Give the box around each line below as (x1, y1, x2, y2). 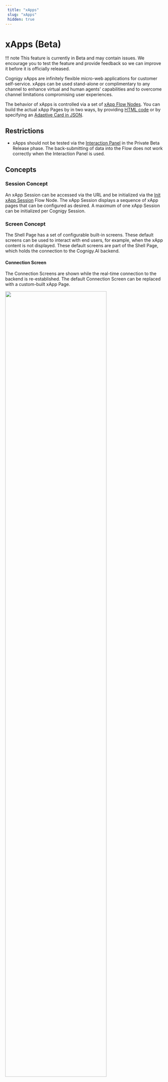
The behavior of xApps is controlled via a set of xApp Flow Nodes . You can (5, 101, 160, 107)
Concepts (5, 165, 37, 174)
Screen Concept (5, 220, 46, 227)
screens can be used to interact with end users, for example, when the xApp (5, 237, 163, 243)
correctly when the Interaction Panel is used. (12, 151, 105, 157)
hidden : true (7, 17, 35, 22)
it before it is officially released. (5, 66, 70, 72)
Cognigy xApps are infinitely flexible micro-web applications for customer (5, 76, 158, 82)
